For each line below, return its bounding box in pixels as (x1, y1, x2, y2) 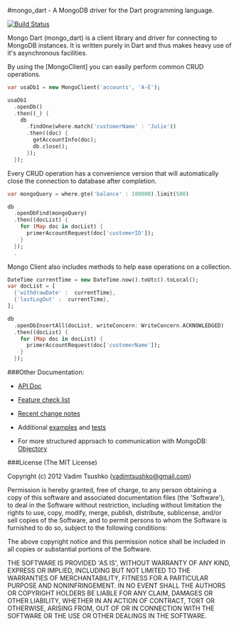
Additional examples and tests (17, 423, 107, 431)
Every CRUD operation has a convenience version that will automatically (7, 169, 219, 177)
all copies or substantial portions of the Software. (7, 545, 152, 553)
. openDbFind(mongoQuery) (14, 210, 87, 217)
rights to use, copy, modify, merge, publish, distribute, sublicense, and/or (7, 509, 222, 516)
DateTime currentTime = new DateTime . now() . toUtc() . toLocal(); (7, 276, 199, 283)
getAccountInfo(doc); (33, 137, 97, 144)
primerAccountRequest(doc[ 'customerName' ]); (26, 341, 161, 349)
